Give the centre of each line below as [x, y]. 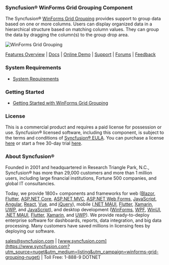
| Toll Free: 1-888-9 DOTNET [71, 257]
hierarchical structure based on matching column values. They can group [82, 29]
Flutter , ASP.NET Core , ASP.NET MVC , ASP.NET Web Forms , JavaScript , [81, 199]
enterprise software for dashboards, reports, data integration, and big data [83, 220]
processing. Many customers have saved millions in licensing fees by [78, 226]
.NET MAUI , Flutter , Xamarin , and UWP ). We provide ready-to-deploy [77, 215]
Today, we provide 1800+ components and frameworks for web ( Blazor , [80, 193]
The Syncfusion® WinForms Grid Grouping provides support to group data [83, 19]
